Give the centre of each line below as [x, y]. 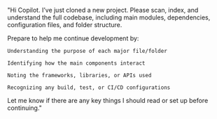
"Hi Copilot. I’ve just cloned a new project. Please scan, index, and [103, 10]
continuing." [24, 108]
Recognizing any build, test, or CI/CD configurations [89, 88]
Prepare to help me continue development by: [73, 38]
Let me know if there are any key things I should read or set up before [108, 101]
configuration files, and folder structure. [65, 25]
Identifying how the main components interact [76, 63]
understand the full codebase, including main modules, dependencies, [109, 17]
